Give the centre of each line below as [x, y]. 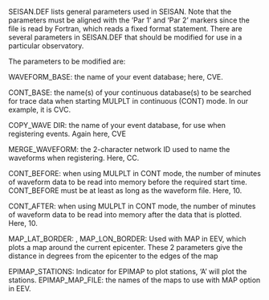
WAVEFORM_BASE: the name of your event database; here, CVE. [116, 77]
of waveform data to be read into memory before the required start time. [128, 182]
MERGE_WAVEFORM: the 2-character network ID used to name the [119, 149]
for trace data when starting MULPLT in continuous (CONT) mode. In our [128, 101]
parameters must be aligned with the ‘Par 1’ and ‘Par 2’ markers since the [129, 20]
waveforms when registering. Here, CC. [74, 158]
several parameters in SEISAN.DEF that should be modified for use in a [125, 37]
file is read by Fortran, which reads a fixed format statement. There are [125, 29]
